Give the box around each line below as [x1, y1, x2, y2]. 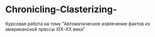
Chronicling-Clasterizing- [5, 4, 117, 15]
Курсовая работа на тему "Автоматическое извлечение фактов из [5, 21, 150, 27]
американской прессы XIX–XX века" [5, 26, 85, 32]
